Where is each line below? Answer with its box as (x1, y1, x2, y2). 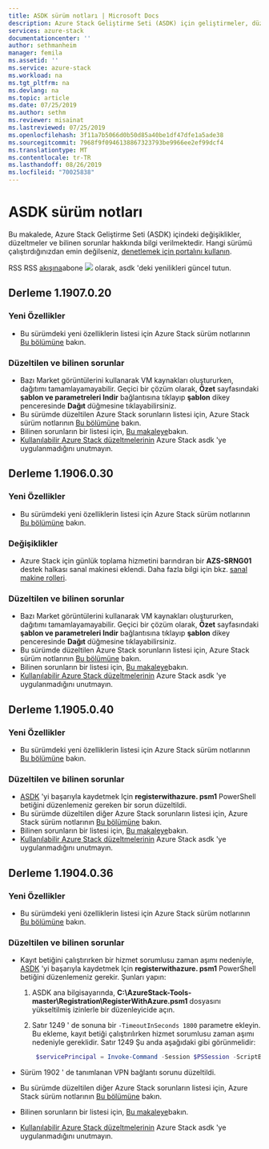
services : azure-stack (8, 26, 84, 35)
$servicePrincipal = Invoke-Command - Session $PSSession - (35, 1053, 237, 1062)
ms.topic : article (8, 94, 70, 102)
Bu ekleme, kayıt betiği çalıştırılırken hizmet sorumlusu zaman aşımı (31, 1029, 255, 1039)
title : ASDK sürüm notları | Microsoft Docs (8, 11, 159, 20)
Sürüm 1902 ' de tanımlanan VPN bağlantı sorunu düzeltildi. (19, 1068, 216, 1078)
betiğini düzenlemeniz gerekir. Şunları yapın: (19, 972, 167, 982)
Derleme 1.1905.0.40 (8, 703, 114, 717)
